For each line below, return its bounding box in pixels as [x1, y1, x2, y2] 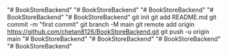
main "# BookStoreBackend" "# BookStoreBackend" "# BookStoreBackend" [7, 35, 221, 43]
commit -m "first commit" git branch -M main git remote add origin [7, 20, 195, 28]
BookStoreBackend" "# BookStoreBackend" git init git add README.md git [7, 13, 217, 21]
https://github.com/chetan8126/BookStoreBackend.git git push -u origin [7, 27, 210, 36]
